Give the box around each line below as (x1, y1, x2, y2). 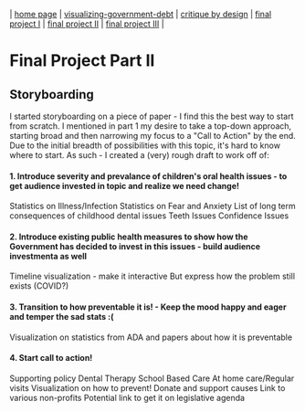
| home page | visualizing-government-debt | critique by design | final (9, 9, 272, 19)
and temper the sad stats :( (9, 312, 114, 322)
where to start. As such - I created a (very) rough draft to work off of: (9, 150, 269, 160)
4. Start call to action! (9, 353, 93, 364)
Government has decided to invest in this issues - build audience (9, 240, 261, 251)
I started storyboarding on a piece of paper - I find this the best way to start (9, 111, 294, 121)
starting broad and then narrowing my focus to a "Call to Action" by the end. (9, 131, 297, 141)
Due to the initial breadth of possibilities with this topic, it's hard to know (9, 140, 281, 151)
